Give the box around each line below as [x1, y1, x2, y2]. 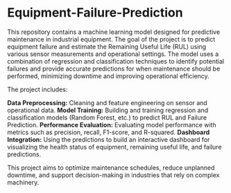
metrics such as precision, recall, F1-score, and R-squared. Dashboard [7, 128, 210, 136]
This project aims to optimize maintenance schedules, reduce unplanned [7, 163, 215, 172]
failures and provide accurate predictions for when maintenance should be [7, 64, 221, 73]
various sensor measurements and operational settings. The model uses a [7, 50, 219, 58]
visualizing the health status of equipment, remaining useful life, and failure [7, 143, 222, 151]
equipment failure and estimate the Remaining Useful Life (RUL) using [7, 42, 207, 50]
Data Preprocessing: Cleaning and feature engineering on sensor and [7, 98, 208, 107]
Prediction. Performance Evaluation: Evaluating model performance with [7, 120, 216, 129]
